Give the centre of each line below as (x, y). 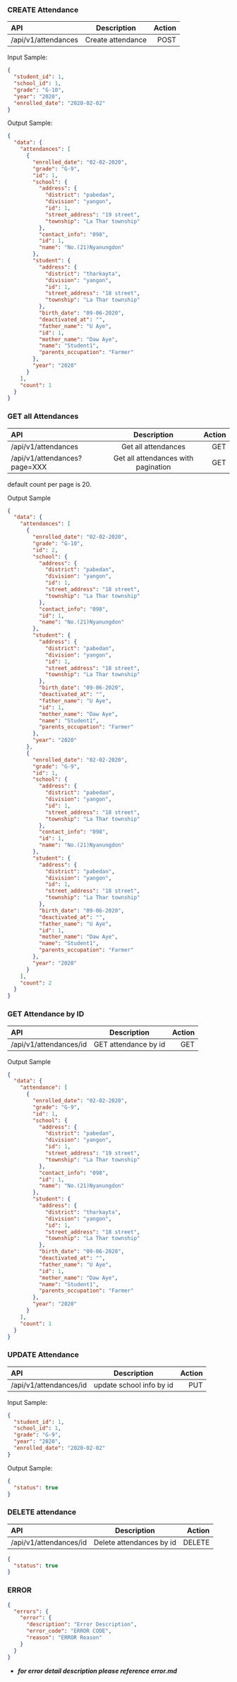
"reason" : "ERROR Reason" (64, 1638)
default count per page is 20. (49, 484)
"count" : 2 (36, 983)
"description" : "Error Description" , (81, 1625)
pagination (153, 467)
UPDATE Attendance (43, 1355)
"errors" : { (31, 1611)
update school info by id (134, 1385)
